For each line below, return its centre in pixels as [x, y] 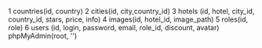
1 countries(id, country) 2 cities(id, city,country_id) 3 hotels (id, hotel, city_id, [131, 11]
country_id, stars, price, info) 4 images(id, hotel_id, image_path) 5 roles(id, [128, 19]
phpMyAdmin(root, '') [43, 36]
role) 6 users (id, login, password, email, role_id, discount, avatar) [114, 27]
